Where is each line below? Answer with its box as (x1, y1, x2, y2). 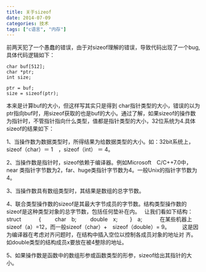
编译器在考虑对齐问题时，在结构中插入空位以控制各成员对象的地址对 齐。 (11, 231, 197, 238)
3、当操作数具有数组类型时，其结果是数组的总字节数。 (6, 187, 142, 195)
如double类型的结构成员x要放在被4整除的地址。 (6, 239, 125, 246)
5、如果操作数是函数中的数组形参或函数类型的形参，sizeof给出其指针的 (6, 252, 187, 259)
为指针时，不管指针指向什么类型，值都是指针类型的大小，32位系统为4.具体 (6, 117, 196, 125)
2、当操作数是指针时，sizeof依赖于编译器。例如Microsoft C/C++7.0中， (6, 159, 192, 166)
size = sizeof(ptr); (6, 90, 60, 97)
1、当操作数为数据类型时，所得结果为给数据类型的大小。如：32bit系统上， (6, 138, 194, 146)
